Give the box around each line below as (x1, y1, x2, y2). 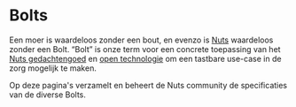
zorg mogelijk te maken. (9, 63, 97, 73)
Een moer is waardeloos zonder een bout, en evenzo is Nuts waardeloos (9, 34, 274, 45)
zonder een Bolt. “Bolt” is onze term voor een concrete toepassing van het (9, 43, 281, 54)
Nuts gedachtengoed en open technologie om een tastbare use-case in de (9, 53, 282, 64)
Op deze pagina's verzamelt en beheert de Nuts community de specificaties (9, 80, 288, 90)
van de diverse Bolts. (9, 89, 87, 100)
